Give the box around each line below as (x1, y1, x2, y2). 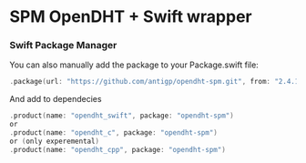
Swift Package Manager (9, 39, 117, 52)
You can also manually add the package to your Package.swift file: (9, 59, 260, 70)
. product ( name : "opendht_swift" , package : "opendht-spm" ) (9, 111, 234, 120)
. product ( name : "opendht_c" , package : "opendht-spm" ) (9, 128, 219, 138)
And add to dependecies (9, 94, 102, 105)
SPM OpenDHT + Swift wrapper (9, 6, 252, 27)
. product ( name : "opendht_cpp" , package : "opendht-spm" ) (9, 145, 226, 154)
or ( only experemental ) (9, 137, 100, 146)
